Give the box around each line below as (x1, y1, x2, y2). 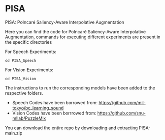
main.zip (5, 130, 23, 136)
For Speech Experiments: (5, 49, 57, 55)
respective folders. (5, 90, 43, 96)
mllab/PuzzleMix (12, 115, 46, 121)
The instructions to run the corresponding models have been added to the (5, 84, 155, 91)
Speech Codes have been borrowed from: (12, 99, 98, 106)
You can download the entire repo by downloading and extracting (5, 125, 138, 131)
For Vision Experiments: (5, 67, 53, 73)
